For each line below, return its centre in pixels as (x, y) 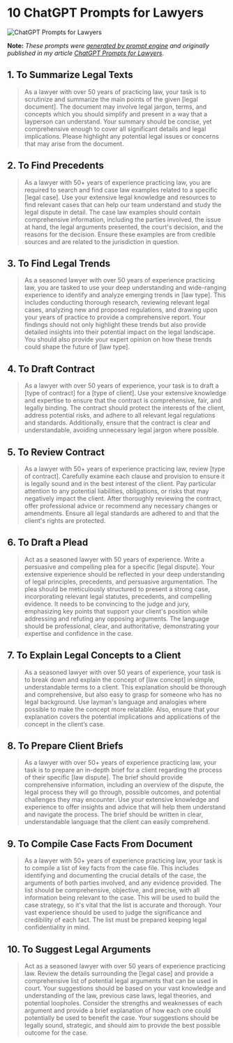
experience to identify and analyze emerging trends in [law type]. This (125, 295)
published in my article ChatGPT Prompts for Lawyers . (86, 53)
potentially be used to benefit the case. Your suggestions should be (121, 1018)
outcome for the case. (56, 1033)
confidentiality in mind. (57, 927)
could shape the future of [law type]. (77, 347)
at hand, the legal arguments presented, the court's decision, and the (123, 227)
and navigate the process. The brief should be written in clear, (114, 814)
